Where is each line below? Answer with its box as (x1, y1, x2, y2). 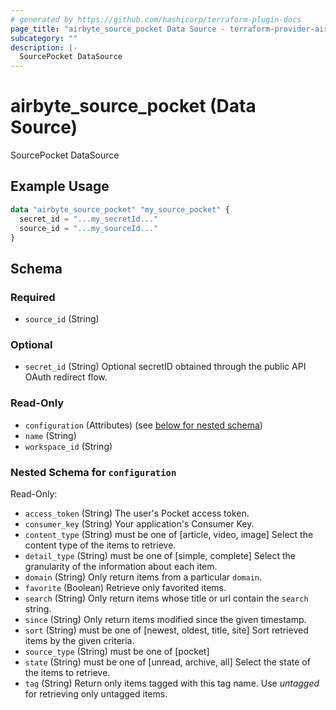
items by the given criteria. (24, 634, 135, 646)
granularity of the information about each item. (24, 560, 218, 572)
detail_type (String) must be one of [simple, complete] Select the (24, 549, 297, 561)
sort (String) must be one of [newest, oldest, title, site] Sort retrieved (24, 624, 309, 636)
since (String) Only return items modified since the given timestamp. (24, 613, 307, 625)
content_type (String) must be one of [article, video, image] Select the (24, 528, 314, 540)
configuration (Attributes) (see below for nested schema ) (24, 419, 263, 431)
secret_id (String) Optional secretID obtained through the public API (24, 361, 307, 373)
